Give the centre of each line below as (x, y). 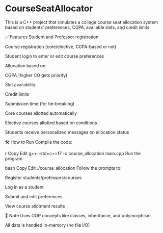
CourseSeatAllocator (49, 9)
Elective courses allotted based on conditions (51, 123)
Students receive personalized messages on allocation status (67, 132)
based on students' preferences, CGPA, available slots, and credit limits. (78, 27)
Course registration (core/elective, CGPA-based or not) (61, 47)
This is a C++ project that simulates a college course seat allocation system (81, 22)
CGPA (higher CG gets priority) (36, 75)
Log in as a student (25, 187)
